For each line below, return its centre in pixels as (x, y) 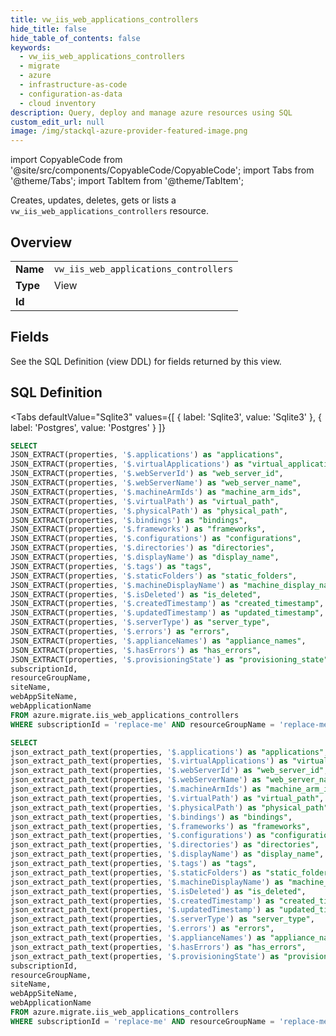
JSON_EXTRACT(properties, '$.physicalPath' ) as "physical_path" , (149, 511)
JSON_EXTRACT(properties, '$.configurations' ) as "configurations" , (156, 539)
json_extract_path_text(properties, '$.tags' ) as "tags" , (133, 864)
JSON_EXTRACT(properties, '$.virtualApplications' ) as (127, 464)
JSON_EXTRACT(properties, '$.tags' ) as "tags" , (111, 566)
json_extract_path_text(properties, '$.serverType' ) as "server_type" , (162, 919)
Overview (41, 242)
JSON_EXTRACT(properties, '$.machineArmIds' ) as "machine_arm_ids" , (156, 492)
